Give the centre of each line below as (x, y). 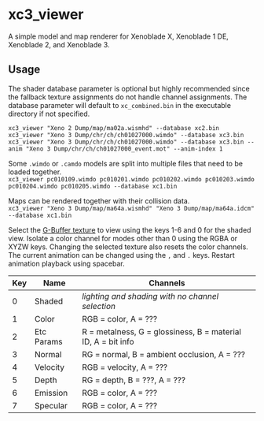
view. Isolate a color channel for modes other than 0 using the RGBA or (123, 238)
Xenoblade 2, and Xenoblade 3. (59, 44)
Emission (51, 393)
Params (48, 341)
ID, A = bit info (108, 341)
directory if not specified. (49, 114)
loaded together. (35, 172)
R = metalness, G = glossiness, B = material (162, 331)
